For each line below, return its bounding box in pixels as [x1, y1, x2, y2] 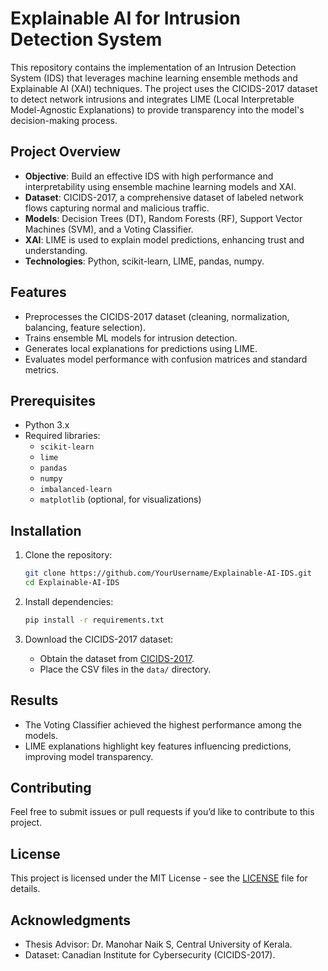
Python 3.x [24, 419, 70, 431]
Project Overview [10, 143, 121, 161]
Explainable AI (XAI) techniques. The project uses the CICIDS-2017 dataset [10, 82, 318, 94]
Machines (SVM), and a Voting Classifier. [24, 223, 194, 235]
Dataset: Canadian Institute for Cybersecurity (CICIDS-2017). [24, 949, 276, 961]
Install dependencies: [24, 595, 114, 607]
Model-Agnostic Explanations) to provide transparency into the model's [10, 103, 305, 116]
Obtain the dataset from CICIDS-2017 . [39, 652, 195, 664]
